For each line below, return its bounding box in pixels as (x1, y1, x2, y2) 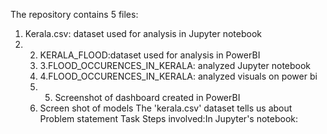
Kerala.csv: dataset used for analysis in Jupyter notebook (24, 28, 262, 39)
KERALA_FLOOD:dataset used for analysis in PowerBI (39, 49, 261, 61)
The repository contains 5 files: (10, 9, 139, 20)
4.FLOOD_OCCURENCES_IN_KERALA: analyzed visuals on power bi (39, 70, 318, 82)
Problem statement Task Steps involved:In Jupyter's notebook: (39, 113, 299, 124)
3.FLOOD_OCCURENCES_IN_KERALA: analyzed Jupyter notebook (39, 60, 312, 71)
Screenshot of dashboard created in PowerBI (54, 92, 241, 103)
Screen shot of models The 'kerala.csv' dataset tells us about (39, 102, 293, 114)
